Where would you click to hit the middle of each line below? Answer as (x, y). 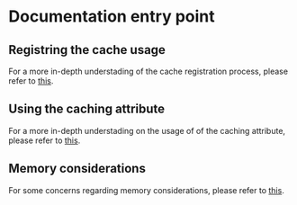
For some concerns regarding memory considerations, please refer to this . (146, 190)
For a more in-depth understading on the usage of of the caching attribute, (147, 130)
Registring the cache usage (87, 50)
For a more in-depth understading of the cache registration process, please (148, 71)
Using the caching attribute (87, 109)
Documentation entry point (112, 17)
